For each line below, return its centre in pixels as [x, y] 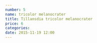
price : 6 [14, 23]
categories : [17, 28]
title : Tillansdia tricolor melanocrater [49, 19]
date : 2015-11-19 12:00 [30, 33]
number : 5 [15, 10]
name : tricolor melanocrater [35, 14]
